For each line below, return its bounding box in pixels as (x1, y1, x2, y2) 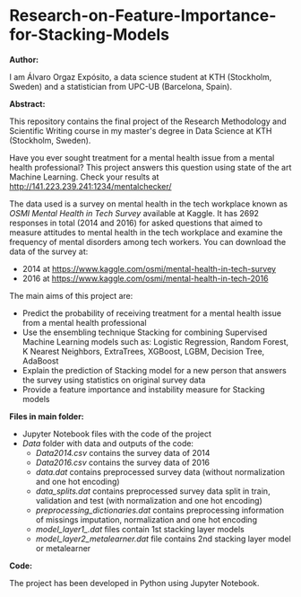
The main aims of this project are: (9, 290, 133, 301)
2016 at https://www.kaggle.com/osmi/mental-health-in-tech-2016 (21, 273, 269, 284)
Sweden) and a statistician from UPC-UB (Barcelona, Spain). (9, 81, 233, 92)
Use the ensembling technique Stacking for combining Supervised (21, 327, 268, 338)
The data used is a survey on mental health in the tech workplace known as (9, 198, 288, 209)
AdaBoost (21, 356, 59, 366)
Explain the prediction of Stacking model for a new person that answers (21, 364, 287, 375)
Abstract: (9, 98, 46, 109)
